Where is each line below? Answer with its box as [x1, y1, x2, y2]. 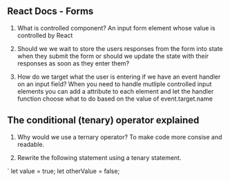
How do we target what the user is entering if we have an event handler [17, 72, 221, 81]
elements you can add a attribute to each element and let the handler [17, 87, 214, 95]
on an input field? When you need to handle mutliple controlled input [17, 79, 212, 88]
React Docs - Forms [7, 6, 94, 17]
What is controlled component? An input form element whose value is [17, 23, 215, 32]
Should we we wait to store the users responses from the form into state [17, 44, 223, 52]
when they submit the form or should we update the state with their [17, 52, 209, 60]
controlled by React [17, 31, 73, 39]
